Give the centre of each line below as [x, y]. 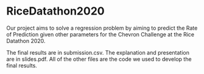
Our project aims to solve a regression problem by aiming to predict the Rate [102, 28]
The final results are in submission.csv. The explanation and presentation [98, 52]
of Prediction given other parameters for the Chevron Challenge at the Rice [100, 34]
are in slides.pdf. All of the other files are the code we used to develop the [99, 59]
